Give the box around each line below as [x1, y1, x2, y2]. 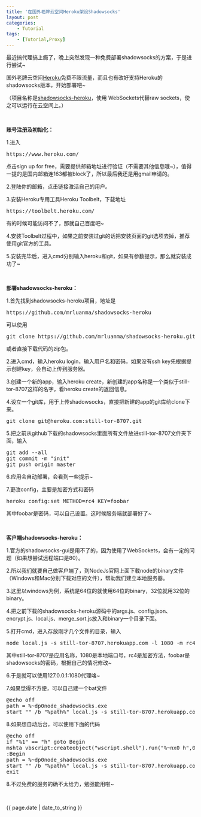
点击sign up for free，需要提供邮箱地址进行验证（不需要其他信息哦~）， [6, 163, 181, 170]
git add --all [6, 449, 48, 456]
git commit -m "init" [6, 455, 70, 462]
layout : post [6, 14, 39, 20]
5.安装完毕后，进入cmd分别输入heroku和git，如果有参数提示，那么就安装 [6, 253, 187, 259]
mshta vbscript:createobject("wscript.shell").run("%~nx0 [6, 745, 180, 751]
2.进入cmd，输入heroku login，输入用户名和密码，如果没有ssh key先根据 [6, 358, 187, 365]
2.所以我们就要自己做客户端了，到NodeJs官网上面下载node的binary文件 [6, 567, 184, 574]
